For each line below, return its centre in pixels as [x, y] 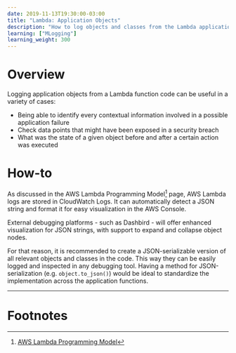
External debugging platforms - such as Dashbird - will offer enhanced [110, 222]
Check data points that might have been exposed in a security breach [118, 130]
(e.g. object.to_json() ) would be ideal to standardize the [126, 273]
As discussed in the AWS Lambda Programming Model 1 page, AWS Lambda [117, 193]
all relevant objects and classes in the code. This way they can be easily [112, 258]
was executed [38, 145]
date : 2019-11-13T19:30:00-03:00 [56, 14]
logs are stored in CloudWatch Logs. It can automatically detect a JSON [111, 201]
